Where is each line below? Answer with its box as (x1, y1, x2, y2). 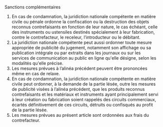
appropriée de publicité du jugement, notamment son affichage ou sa (11, 45, 151, 50)
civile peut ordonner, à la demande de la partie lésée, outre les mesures (11, 81, 156, 87)
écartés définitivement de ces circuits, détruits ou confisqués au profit (11, 102, 153, 107)
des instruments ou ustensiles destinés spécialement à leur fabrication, (11, 29, 155, 35)
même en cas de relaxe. (11, 71, 60, 76)
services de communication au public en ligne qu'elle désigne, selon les (11, 55, 157, 61)
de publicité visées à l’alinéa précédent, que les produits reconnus (11, 86, 145, 92)
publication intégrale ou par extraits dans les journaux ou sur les (11, 50, 141, 56)
